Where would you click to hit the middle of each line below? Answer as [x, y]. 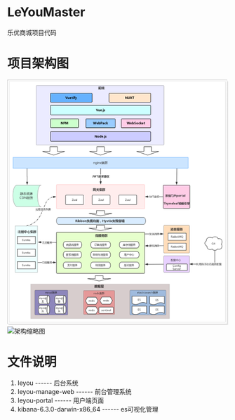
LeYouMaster [46, 12]
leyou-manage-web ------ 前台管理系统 [74, 391]
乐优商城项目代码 [32, 32]
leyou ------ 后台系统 [48, 383]
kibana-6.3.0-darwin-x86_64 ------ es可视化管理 [88, 409]
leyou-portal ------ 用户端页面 [61, 400]
